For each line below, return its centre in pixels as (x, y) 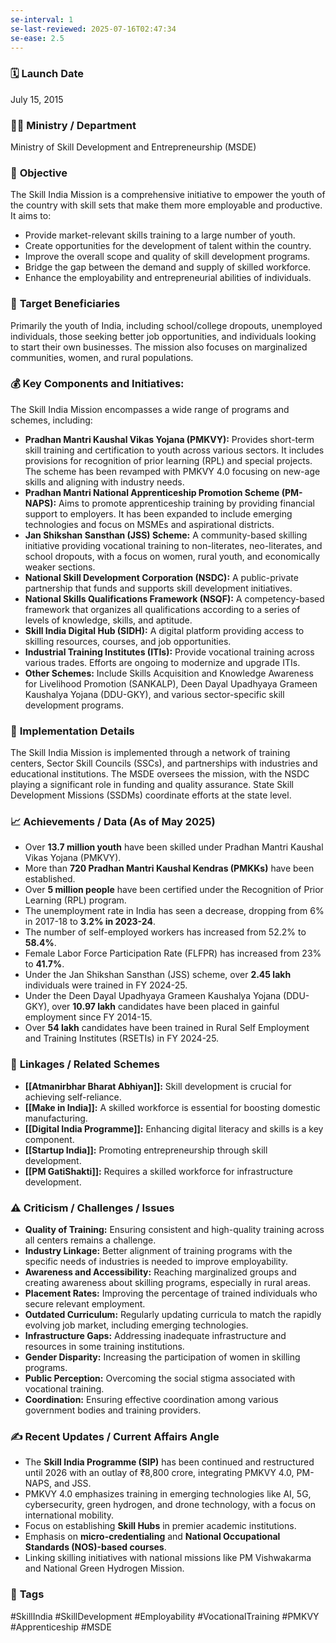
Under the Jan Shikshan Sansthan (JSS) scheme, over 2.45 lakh (158, 975)
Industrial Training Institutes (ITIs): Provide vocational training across (169, 652)
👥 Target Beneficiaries (65, 304)
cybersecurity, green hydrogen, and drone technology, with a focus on (170, 1505)
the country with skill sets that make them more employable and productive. (166, 205)
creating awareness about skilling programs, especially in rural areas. (167, 1283)
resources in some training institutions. (104, 1347)
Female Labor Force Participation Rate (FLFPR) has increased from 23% (173, 953)
